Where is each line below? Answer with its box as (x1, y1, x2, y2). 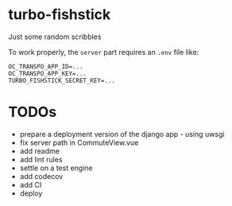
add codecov (19, 171, 64, 181)
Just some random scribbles (8, 32, 102, 41)
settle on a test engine (19, 163, 93, 173)
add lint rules (19, 154, 63, 164)
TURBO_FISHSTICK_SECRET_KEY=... (8, 76, 115, 84)
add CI (19, 180, 42, 189)
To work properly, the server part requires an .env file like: (8, 47, 199, 56)
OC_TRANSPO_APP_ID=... (8, 62, 83, 71)
